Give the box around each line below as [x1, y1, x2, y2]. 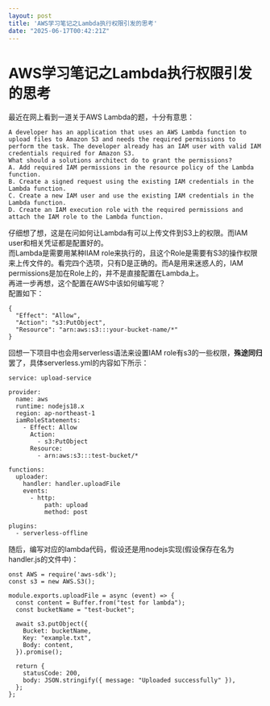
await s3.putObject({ [15, 620, 89, 629]
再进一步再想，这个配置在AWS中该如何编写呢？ [8, 279, 166, 289]
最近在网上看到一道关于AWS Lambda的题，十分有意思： [8, 112, 195, 122]
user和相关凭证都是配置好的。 [8, 239, 109, 248]
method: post [44, 509, 89, 517]
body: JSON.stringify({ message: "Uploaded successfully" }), [23, 676, 236, 685]
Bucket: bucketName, [23, 627, 92, 635]
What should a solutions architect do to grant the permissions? [8, 156, 232, 165]
